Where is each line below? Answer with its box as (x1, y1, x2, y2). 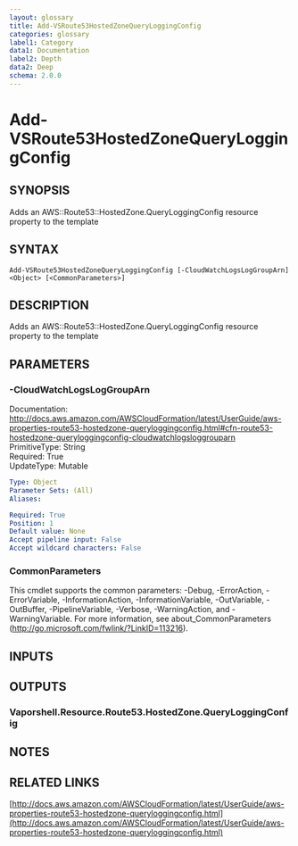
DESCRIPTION (9, 297, 89, 312)
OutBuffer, (9, 604, 47, 615)
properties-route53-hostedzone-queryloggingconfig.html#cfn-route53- (9, 423, 274, 434)
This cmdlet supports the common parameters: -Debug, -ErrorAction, (9, 585, 265, 596)
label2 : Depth (9, 54, 62, 63)
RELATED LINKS (9, 775, 100, 790)
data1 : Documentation (9, 46, 90, 55)
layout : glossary (9, 12, 74, 22)
